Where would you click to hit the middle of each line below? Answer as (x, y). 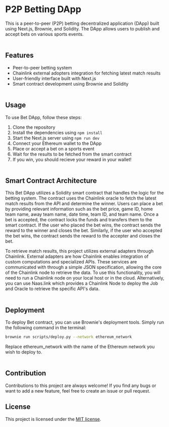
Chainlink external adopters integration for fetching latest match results (87, 73)
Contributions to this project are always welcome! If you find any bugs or (81, 385)
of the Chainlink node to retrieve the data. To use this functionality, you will (83, 273)
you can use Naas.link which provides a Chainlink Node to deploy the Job (82, 283)
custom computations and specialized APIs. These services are (71, 262)
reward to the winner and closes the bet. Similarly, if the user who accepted (84, 230)
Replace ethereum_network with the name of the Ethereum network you (80, 347)
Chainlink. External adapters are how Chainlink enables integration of (77, 256)
